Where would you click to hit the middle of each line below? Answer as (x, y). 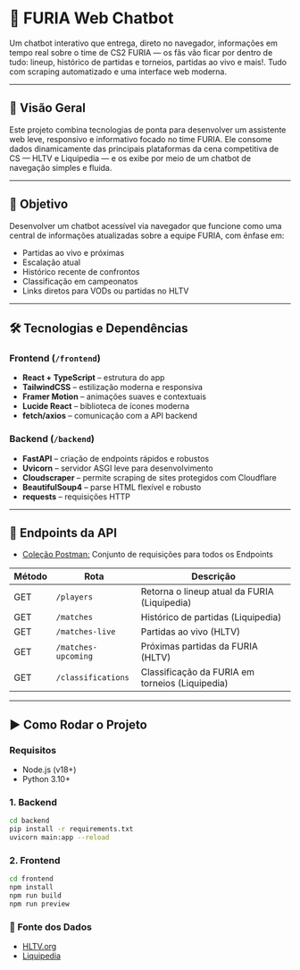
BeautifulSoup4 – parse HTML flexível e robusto (112, 487)
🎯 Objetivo (39, 204)
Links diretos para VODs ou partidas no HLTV (105, 291)
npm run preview (39, 904)
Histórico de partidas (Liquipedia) (211, 617)
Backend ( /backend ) (52, 439)
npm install (31, 888)
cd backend (29, 821)
